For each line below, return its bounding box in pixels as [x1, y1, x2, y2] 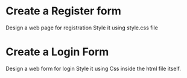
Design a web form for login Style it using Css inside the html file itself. [5, 65, 182, 72]
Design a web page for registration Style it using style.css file [5, 24, 158, 31]
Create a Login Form [5, 45, 109, 59]
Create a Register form [5, 4, 122, 18]
